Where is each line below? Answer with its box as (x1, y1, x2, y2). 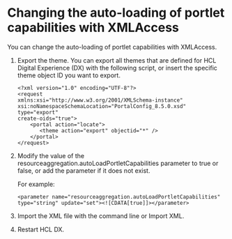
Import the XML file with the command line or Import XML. (17, 211, 185, 220)
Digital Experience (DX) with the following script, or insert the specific (17, 63, 218, 72)
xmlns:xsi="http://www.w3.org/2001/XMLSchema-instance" (17, 96, 183, 104)
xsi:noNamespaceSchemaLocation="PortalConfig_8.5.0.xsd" (17, 102, 187, 109)
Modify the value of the (17, 151, 85, 160)
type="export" (17, 109, 59, 116)
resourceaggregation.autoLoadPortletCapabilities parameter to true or (17, 159, 219, 167)
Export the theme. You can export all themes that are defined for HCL (17, 56, 217, 64)
